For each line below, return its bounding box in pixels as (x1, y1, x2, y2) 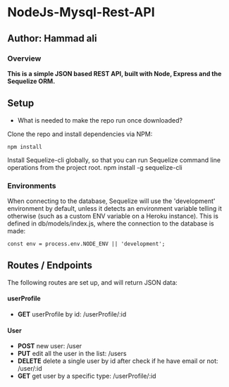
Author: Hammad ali (7, 32, 97, 44)
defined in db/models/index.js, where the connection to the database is (7, 219, 214, 228)
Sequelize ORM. (7, 77, 56, 85)
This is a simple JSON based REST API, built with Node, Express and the (7, 69, 222, 78)
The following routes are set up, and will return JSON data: (7, 278, 178, 286)
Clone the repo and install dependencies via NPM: (7, 130, 153, 138)
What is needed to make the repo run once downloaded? (17, 116, 183, 124)
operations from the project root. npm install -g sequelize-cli (7, 163, 182, 171)
